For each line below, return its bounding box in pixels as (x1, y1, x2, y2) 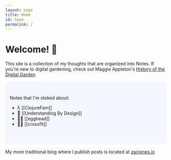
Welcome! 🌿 (5, 44, 58, 55)
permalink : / (5, 21, 33, 27)
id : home (5, 17, 24, 22)
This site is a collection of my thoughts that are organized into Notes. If (5, 61, 154, 67)
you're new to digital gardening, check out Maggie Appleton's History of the (5, 66, 165, 72)
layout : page (5, 7, 33, 13)
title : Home (5, 12, 31, 17)
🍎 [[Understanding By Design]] (17, 110, 82, 117)
